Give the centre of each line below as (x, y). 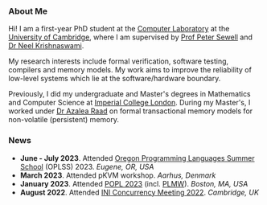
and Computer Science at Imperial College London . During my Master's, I (129, 103)
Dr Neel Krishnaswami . (46, 46)
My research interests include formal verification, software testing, (119, 61)
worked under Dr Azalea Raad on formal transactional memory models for (131, 111)
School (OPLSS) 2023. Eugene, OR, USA (87, 166)
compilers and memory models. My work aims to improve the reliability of (130, 70)
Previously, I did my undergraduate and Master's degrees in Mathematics (129, 94)
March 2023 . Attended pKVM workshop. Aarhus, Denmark (118, 175)
